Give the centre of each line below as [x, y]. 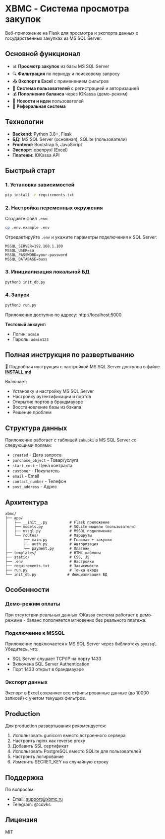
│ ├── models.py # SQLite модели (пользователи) [71, 527]
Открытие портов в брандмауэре [48, 402]
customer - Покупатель [36, 471]
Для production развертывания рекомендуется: [56, 726]
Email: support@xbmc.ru [37, 799]
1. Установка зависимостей [40, 184]
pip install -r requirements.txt [40, 195]
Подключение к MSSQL [35, 633]
